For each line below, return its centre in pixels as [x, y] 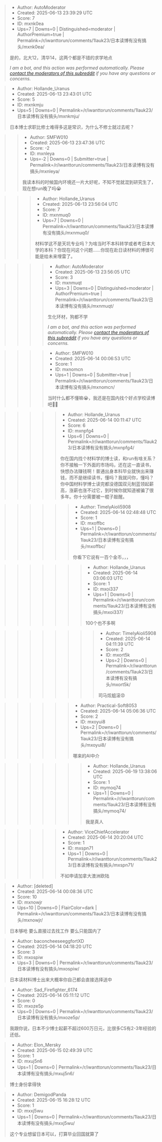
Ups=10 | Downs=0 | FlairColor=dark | [57, 908]
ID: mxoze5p [30, 1006]
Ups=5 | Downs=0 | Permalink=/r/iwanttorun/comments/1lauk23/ [85, 110]
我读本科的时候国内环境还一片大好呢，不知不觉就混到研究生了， [89, 182]
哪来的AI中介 [86, 756]
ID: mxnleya [42, 153]
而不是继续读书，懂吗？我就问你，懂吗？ [111, 478]
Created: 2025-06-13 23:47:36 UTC [67, 143]
